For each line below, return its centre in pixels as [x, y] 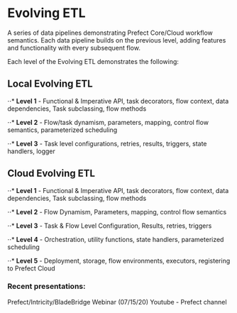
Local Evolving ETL [50, 84]
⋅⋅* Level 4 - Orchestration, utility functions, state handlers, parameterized [116, 239]
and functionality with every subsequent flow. [74, 48]
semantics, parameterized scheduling [62, 130]
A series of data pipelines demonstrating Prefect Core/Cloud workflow [110, 33]
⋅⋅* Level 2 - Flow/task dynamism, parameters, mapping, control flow [108, 122]
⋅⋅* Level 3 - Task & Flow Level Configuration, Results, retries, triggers [110, 226]
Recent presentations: [46, 287]
